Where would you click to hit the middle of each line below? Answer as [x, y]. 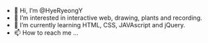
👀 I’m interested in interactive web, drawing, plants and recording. [108, 18]
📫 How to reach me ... [46, 33]
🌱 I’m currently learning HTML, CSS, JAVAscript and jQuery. [99, 25]
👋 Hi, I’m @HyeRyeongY [48, 11]
